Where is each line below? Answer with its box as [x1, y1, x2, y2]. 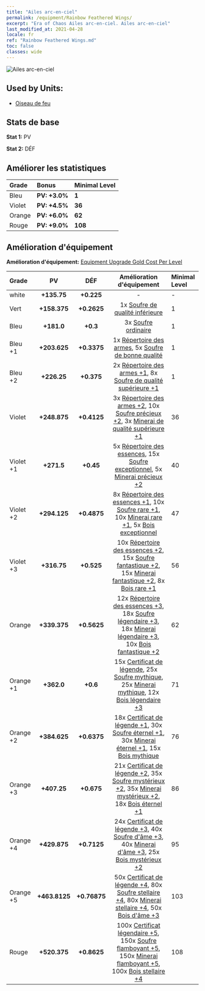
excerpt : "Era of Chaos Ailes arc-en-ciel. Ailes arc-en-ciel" [6, 20, 171, 26]
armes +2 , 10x [117, 402, 160, 410]
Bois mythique [118, 751, 159, 760]
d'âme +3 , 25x [117, 848, 160, 856]
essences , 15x [117, 450, 160, 458]
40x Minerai [121, 840, 156, 849]
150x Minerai [119, 952, 158, 960]
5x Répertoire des [112, 442, 165, 450]
